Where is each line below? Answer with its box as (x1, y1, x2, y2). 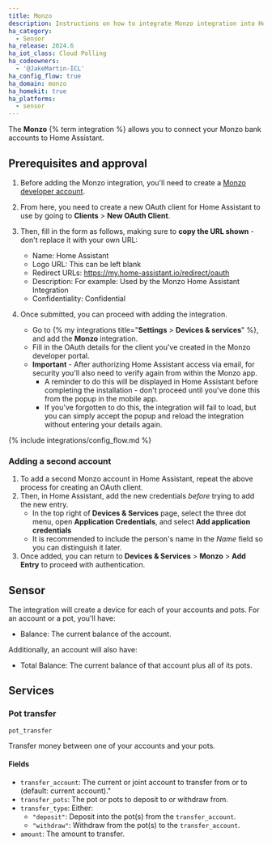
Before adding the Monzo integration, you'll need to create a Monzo (19, 177, 247, 187)
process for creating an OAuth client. (19, 482, 143, 492)
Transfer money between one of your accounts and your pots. (8, 741, 216, 750)
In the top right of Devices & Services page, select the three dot (32, 508, 247, 518)
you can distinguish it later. (32, 543, 122, 553)
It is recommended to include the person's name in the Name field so (32, 534, 263, 544)
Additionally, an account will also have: (8, 645, 138, 655)
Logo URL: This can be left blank (32, 259, 142, 269)
